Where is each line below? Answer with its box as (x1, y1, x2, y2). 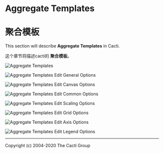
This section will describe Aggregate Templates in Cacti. (5, 43, 120, 49)
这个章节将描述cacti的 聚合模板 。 (5, 53, 72, 59)
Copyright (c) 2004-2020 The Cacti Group (5, 143, 90, 149)
